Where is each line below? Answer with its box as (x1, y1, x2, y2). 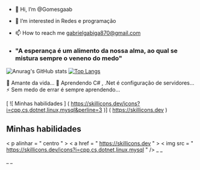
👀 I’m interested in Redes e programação (14, 17, 116, 24)
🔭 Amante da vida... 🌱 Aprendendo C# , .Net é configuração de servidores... (6, 79, 195, 87)
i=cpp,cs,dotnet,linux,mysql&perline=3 (6, 106, 102, 114)
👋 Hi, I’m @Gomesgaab (14, 6, 73, 13)
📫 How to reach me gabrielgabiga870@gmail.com (14, 29, 141, 36)
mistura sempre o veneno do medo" (14, 54, 122, 62)
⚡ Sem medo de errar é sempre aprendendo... (6, 86, 120, 93)
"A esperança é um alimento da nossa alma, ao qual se (14, 46, 178, 55)
